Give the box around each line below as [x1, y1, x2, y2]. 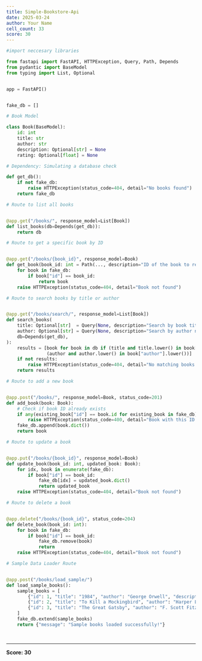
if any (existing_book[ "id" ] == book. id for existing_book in [17, 411, 173, 417]
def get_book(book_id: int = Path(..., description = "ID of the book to [6, 262, 189, 268]
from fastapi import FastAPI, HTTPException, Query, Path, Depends [6, 59, 179, 65]
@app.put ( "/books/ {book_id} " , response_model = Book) [6, 455, 138, 461]
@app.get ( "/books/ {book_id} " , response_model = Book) [6, 256, 138, 263]
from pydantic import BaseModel [6, 64, 87, 70]
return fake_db [17, 191, 55, 197]
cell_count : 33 [6, 25, 44, 32]
